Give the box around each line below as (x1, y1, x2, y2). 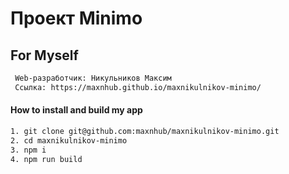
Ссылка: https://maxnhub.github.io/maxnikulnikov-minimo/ (14, 82, 262, 92)
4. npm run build (10, 154, 83, 164)
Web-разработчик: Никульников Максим (14, 73, 172, 83)
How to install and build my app (10, 104, 143, 116)
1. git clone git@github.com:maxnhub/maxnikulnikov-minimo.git (10, 126, 280, 136)
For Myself (10, 47, 79, 64)
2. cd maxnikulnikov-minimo (10, 135, 128, 146)
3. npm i (10, 145, 47, 155)
